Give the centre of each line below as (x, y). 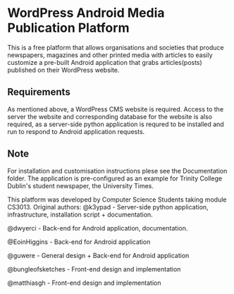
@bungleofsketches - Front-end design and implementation (94, 269)
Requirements (39, 92)
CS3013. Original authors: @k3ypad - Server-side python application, (108, 207)
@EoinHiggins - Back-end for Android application (79, 242)
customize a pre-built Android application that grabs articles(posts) (105, 62)
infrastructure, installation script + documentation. (80, 214)
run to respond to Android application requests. (76, 131)
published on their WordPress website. (63, 70)
